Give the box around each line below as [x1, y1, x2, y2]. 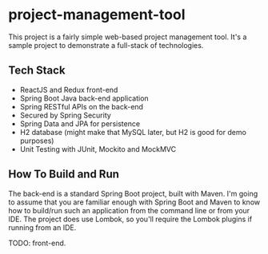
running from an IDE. [8, 222, 77, 232]
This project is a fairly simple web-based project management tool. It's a [8, 32, 247, 42]
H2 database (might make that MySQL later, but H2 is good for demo [19, 127, 246, 137]
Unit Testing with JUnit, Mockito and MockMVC [19, 144, 177, 153]
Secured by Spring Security [19, 110, 112, 120]
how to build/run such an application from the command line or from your [8, 205, 250, 215]
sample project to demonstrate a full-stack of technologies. [8, 40, 204, 50]
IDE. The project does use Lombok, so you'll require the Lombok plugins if [8, 214, 253, 224]
